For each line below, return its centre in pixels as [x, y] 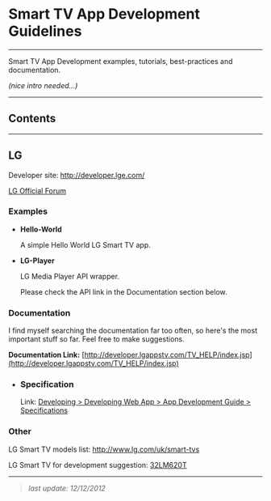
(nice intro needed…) [43, 85]
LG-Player [37, 261]
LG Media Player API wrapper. [69, 276]
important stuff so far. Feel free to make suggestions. [96, 339]
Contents [32, 119]
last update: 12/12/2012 [67, 488]
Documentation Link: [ [46, 355]
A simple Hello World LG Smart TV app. [85, 244]
